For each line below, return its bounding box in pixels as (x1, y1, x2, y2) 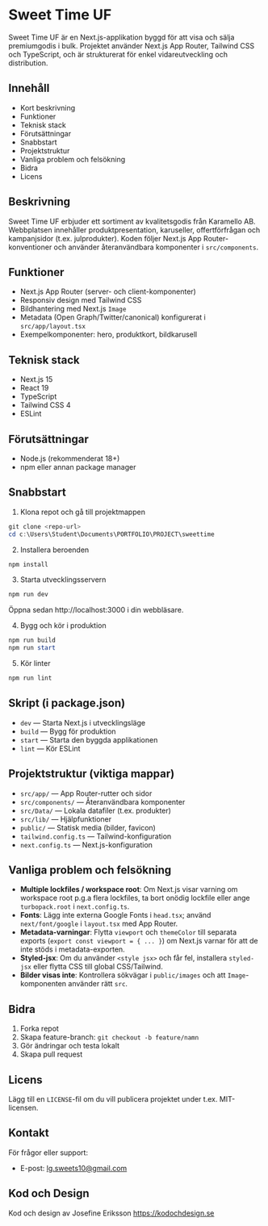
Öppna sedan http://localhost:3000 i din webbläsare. (8, 605, 184, 615)
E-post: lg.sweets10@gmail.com (19, 1163, 128, 1173)
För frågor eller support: (8, 1148, 89, 1157)
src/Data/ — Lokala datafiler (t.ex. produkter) (19, 805, 172, 815)
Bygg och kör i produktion (19, 621, 107, 630)
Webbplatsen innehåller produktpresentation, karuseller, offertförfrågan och (8, 224, 261, 235)
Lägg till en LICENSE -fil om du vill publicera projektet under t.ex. (8, 1094, 218, 1103)
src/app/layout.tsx (19, 323, 86, 331)
